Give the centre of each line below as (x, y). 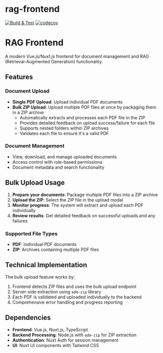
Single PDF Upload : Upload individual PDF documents (67, 102)
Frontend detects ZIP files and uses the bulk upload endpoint (74, 286)
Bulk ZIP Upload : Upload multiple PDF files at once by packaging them (84, 107)
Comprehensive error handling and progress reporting (67, 302)
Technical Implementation (46, 265)
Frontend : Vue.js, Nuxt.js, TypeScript (50, 329)
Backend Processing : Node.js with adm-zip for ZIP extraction (74, 335)
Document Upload (27, 91)
